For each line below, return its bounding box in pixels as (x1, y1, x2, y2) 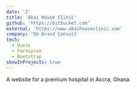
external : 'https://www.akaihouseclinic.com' (6, 25, 123, 32)
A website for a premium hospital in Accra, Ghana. (6, 76, 131, 83)
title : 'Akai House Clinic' (6, 14, 77, 20)
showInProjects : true (6, 59, 61, 65)
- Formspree (11, 48, 42, 54)
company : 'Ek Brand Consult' (6, 31, 80, 37)
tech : (6, 37, 20, 43)
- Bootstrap (11, 54, 42, 60)
